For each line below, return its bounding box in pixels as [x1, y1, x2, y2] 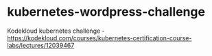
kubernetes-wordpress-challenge [7, 4, 206, 20]
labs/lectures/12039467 [7, 41, 75, 49]
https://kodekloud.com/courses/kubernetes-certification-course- [7, 33, 192, 42]
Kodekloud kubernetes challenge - [7, 27, 105, 35]
